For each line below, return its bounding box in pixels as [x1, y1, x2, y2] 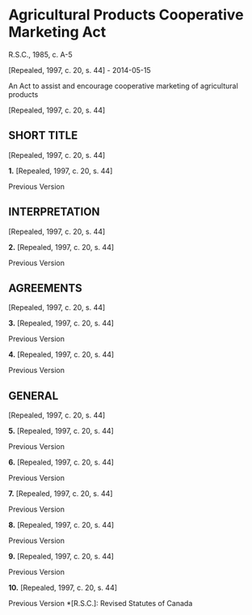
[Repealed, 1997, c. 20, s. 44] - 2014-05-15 [8, 65, 151, 74]
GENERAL [8, 388, 59, 402]
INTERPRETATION [8, 205, 100, 219]
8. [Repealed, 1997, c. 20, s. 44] [8, 520, 115, 530]
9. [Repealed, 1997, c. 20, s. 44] [8, 552, 115, 562]
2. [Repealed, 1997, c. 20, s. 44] [8, 242, 115, 252]
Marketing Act [8, 23, 107, 41]
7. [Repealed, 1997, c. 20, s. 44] [8, 489, 113, 498]
